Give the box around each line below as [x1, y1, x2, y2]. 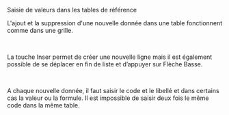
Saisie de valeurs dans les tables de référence [7, 6, 137, 14]
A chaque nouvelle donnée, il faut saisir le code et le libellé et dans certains [7, 87, 220, 94]
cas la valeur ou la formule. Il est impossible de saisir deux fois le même [7, 94, 209, 102]
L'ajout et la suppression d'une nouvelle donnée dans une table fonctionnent [7, 19, 223, 27]
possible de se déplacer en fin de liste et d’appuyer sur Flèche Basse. [7, 60, 203, 68]
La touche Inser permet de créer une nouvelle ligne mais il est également [7, 53, 213, 61]
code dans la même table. [7, 101, 80, 109]
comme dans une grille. [7, 27, 74, 34]
